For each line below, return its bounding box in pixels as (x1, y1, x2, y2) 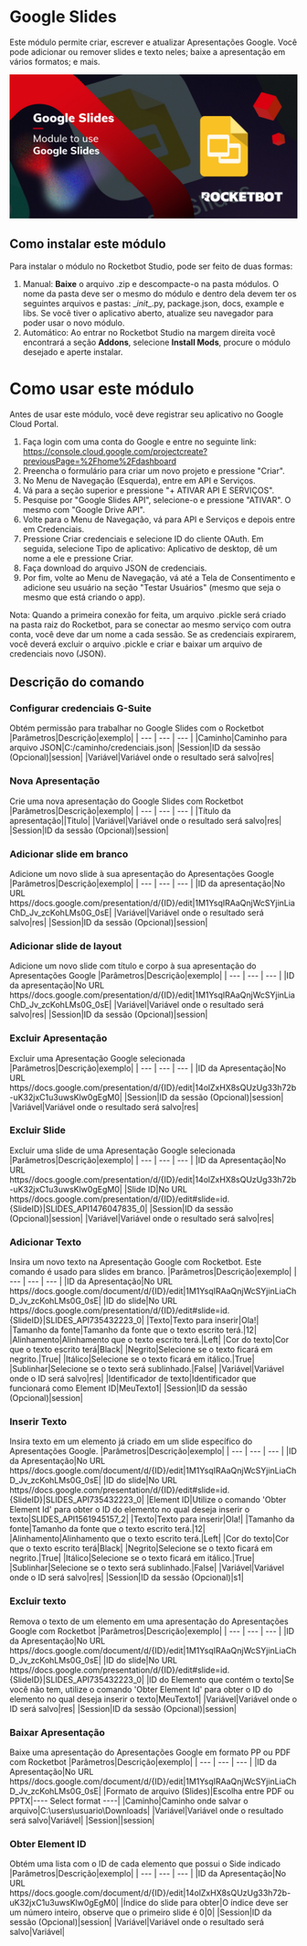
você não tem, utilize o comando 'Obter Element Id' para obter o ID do (9, 1684, 273, 1695)
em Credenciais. (22, 523, 85, 534)
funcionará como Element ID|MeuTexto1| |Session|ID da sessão (9, 1383, 249, 1394)
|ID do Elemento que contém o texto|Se (145, 1673, 295, 1684)
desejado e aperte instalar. (22, 346, 123, 358)
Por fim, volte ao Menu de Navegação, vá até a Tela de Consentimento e (22, 572, 296, 583)
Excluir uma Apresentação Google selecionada (9, 1053, 185, 1064)
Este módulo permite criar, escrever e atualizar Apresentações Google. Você (9, 37, 298, 48)
